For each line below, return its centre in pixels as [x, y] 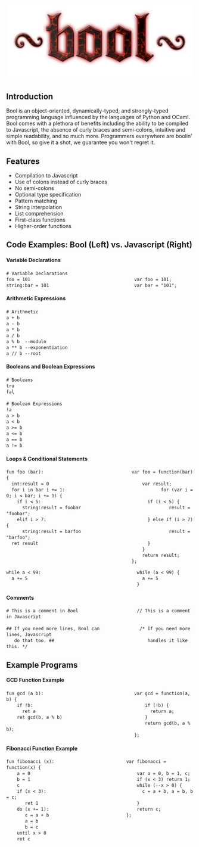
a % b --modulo [26, 341]
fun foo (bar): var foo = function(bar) [100, 472]
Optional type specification [48, 194]
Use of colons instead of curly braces [61, 182]
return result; [161, 556]
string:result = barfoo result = [106, 532]
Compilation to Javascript [46, 175]
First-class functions [40, 220]
